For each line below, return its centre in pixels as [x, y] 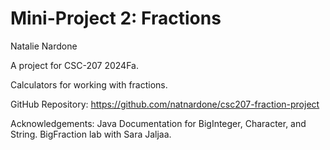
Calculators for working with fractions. [89, 84]
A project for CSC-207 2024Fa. [74, 65]
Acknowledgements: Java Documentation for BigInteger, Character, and [158, 123]
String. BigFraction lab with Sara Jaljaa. [91, 134]
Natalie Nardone [44, 46]
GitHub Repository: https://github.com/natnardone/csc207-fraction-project [165, 104]
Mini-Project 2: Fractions [116, 18]
